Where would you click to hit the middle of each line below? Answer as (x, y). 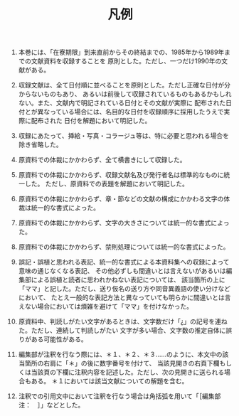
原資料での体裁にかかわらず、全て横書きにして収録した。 (102, 160)
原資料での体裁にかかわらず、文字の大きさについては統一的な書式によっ (124, 223)
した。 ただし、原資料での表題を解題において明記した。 (107, 184)
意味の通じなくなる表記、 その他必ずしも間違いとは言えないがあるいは (122, 271)
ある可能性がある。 (59, 339)
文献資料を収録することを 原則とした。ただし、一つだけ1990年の (126, 61)
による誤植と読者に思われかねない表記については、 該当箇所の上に (128, 280)
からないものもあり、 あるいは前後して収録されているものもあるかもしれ (125, 94)
